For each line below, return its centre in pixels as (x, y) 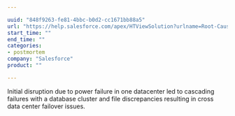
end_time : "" (26, 39)
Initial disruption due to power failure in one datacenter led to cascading (111, 91)
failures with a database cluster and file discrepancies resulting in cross (111, 99)
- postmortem (26, 52)
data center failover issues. (46, 106)
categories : (24, 46)
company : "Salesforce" (40, 59)
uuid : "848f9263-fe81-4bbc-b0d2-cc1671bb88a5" (76, 20)
